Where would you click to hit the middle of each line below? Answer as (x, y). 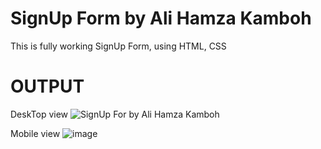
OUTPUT (47, 86)
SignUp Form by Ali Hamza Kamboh (161, 18)
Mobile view (35, 133)
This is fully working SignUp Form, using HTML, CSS (118, 46)
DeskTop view (39, 114)
